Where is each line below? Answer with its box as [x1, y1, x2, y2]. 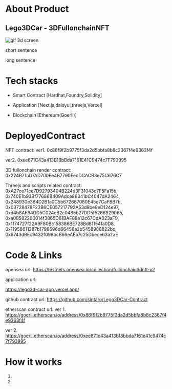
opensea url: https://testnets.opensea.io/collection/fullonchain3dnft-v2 [5, 266, 155, 272]
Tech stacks [5, 75, 58, 87]
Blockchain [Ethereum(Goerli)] [12, 112, 77, 118]
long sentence [5, 57, 36, 63]
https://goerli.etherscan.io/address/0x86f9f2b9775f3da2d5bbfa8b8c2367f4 [5, 311, 167, 318]
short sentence [5, 47, 37, 53]
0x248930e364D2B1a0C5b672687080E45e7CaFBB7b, [5, 198, 122, 205]
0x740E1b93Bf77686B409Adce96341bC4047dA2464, [5, 193, 120, 199]
